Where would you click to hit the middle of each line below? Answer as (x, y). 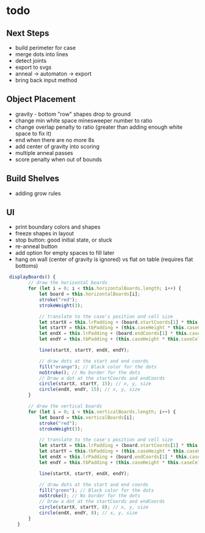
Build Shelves (33, 178)
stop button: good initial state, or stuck (64, 240)
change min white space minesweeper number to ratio (84, 120)
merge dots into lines (41, 54)
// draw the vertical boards (65, 406)
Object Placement (41, 99)
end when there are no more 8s (55, 140)
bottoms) (27, 266)
